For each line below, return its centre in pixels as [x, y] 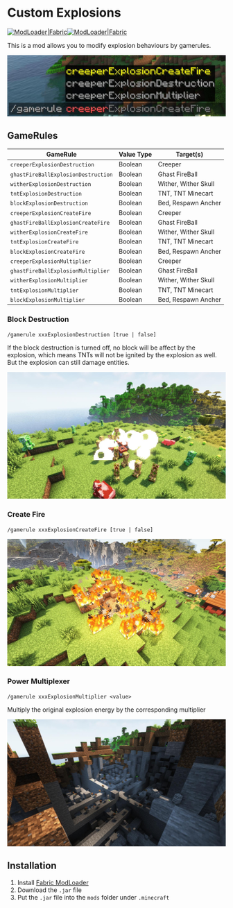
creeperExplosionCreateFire [51, 213]
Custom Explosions [64, 13]
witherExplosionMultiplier [49, 281]
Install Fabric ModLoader [53, 882]
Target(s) [189, 155]
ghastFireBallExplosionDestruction [61, 175]
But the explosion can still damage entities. [68, 362]
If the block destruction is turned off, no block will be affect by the [101, 348]
